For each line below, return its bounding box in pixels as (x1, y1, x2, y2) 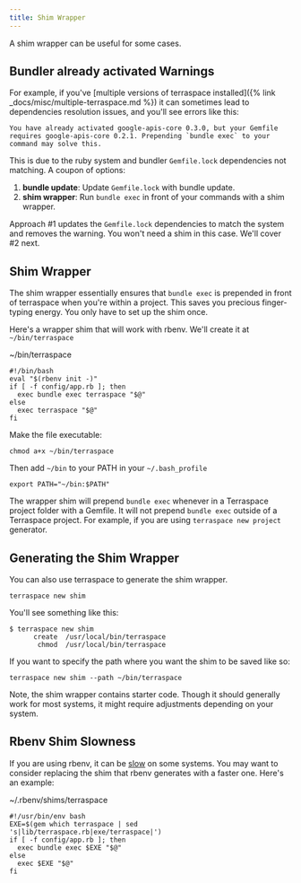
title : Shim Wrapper (9, 13, 87, 22)
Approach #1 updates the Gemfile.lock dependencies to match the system (9, 219, 285, 230)
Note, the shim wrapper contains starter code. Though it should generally (9, 689, 280, 700)
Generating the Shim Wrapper (9, 550, 180, 565)
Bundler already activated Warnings (9, 64, 215, 79)
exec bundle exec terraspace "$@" (17, 390, 146, 399)
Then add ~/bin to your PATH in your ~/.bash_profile (9, 463, 208, 474)
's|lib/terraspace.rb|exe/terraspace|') (9, 827, 163, 836)
